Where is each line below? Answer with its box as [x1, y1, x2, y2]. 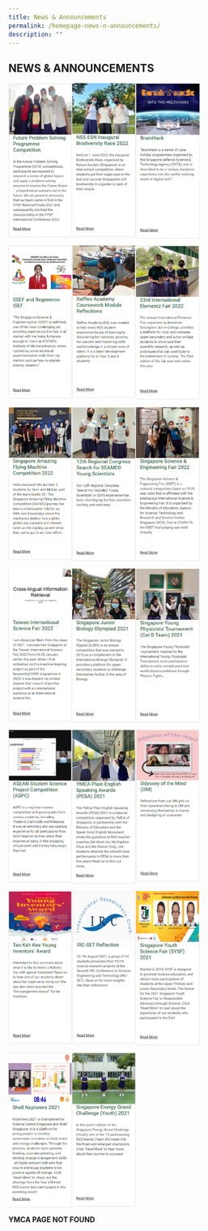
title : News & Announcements [8, 13, 107, 21]
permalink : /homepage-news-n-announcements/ [8, 21, 161, 30]
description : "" [8, 30, 63, 38]
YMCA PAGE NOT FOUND [8, 1214, 96, 1225]
